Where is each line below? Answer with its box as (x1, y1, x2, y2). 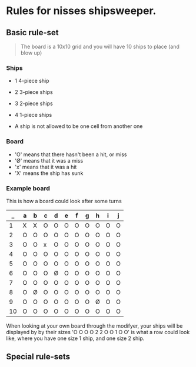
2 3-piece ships (14, 89, 53, 96)
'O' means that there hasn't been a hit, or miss (14, 151, 127, 158)
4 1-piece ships (14, 112, 52, 119)
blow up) (20, 49, 42, 56)
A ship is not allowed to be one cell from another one (14, 123, 143, 130)
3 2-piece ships (14, 100, 53, 107)
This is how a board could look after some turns (6, 197, 122, 204)
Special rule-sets (6, 352, 71, 362)
